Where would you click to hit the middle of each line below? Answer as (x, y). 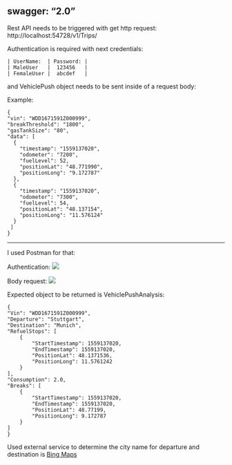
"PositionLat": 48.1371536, (72, 355)
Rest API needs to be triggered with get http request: (82, 28)
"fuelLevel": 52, (45, 161)
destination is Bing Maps (42, 454)
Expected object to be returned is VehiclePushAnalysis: (86, 294)
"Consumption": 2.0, (37, 379)
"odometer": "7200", (49, 155)
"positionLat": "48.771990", (61, 167)
